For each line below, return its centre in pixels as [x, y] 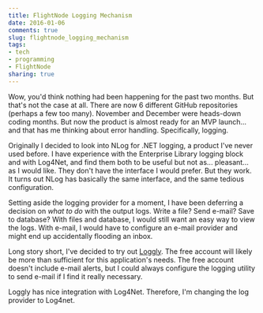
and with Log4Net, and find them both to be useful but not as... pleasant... [128, 162]
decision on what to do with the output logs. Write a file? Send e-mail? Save [131, 211]
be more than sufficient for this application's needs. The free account [121, 259]
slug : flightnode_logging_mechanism [68, 37]
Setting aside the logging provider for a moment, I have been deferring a [126, 203]
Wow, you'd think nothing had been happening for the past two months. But [131, 96]
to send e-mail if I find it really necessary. [75, 276]
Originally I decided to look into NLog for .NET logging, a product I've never [131, 145]
